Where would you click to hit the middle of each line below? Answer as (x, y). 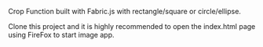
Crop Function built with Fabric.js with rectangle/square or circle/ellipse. (125, 11)
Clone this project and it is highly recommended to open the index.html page (132, 26)
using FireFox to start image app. (62, 35)
